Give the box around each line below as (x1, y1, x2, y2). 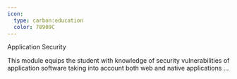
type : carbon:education (13, 17, 83, 24)
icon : (7, 10, 23, 18)
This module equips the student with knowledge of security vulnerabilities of (7, 56, 230, 65)
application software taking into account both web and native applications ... (7, 64, 229, 73)
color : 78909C (13, 23, 55, 30)
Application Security (7, 43, 67, 51)
